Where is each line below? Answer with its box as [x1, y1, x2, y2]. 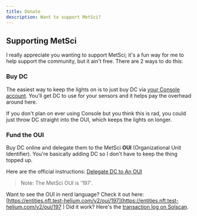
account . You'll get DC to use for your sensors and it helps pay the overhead [6, 92, 192, 99]
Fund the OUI [6, 131, 44, 139]
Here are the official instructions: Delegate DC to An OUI [6, 168, 142, 175]
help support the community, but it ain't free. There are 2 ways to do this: [6, 58, 183, 65]
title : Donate [6, 8, 41, 15]
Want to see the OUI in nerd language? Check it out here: [6, 191, 144, 198]
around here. [6, 98, 38, 105]
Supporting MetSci [6, 36, 77, 46]
